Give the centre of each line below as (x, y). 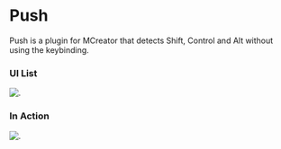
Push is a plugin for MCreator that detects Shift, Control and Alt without (141, 40)
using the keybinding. (50, 49)
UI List (23, 73)
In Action (29, 116)
